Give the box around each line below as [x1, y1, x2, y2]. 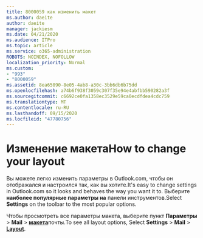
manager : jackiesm [6, 25, 53, 32]
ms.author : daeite [6, 15, 53, 21]
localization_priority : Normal [6, 59, 86, 65]
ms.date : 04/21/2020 [6, 31, 59, 38]
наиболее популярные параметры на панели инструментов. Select [6, 194, 182, 202]
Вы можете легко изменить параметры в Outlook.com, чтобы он [6, 175, 173, 182]
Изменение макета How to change [6, 142, 187, 156]
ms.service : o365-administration [6, 48, 91, 55]
